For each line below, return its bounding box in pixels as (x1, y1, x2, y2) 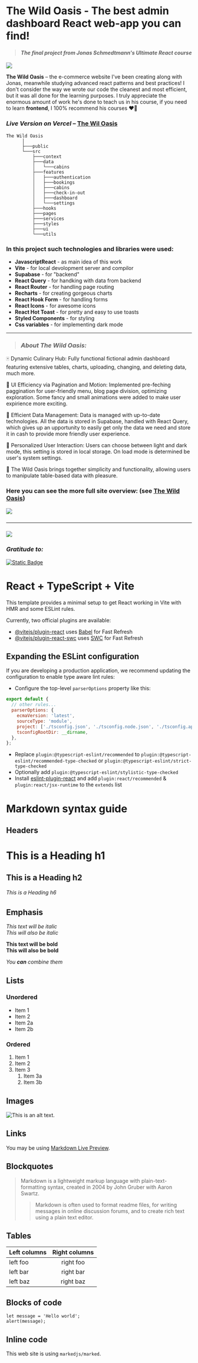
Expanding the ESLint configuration (6, 652, 140, 662)
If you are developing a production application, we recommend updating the (6, 667, 190, 674)
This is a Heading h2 (6, 873, 82, 883)
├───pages (32, 210, 57, 216)
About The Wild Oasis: (20, 341, 87, 349)
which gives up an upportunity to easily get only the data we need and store (6, 424, 191, 431)
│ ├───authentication (32, 174, 91, 180)
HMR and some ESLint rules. (6, 605, 75, 612)
